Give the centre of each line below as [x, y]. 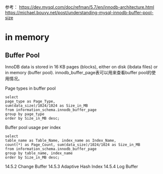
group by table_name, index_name [39, 153]
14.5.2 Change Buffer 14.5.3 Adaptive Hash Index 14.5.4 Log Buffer [72, 166]
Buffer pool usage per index [33, 127]
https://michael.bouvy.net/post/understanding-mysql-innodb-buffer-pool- [79, 13]
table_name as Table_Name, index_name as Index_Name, [61, 141]
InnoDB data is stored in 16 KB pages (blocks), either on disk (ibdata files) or [81, 67]
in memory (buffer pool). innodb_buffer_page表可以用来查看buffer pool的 [78, 72]
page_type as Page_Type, [30, 101]
